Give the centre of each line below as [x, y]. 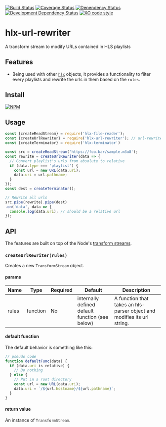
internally [88, 298]
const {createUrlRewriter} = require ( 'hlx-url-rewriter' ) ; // [70, 139]
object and [143, 311]
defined [86, 304]
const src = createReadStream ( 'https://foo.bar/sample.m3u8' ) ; [72, 152]
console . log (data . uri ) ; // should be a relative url [65, 211]
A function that [132, 298]
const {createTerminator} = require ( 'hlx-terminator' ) [63, 143]
